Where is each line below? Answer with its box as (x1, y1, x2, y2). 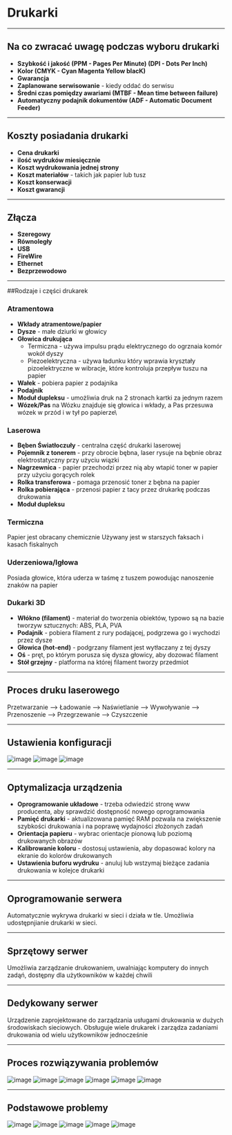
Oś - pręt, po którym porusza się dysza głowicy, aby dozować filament (17, 650, 219, 659)
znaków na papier (7, 580, 58, 589)
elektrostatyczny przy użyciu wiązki (17, 456, 119, 464)
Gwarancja (17, 74, 50, 82)
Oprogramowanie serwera (7, 893, 122, 904)
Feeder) (17, 103, 41, 111)
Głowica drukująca (17, 334, 72, 343)
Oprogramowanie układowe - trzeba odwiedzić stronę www (17, 800, 191, 808)
